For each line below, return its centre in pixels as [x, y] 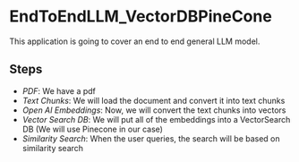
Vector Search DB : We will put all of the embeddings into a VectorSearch [156, 119]
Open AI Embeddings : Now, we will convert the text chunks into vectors [154, 110]
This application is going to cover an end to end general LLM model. [135, 41]
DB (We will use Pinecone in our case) [93, 129]
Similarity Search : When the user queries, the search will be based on [151, 138]
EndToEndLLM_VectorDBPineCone [141, 17]
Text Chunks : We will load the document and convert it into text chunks [154, 100]
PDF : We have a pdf [59, 90]
